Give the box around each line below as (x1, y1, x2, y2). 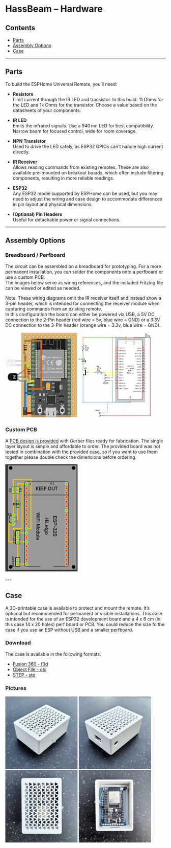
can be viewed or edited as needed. (5, 285, 80, 291)
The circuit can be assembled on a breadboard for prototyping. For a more (5, 263, 161, 269)
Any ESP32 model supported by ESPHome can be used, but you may (12, 190, 158, 196)
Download (5, 639, 32, 646)
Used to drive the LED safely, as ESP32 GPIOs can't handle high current (12, 143, 163, 149)
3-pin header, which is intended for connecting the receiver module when (5, 300, 160, 306)
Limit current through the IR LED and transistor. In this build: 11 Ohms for (12, 96, 164, 102)
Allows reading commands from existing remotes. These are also (12, 164, 149, 170)
